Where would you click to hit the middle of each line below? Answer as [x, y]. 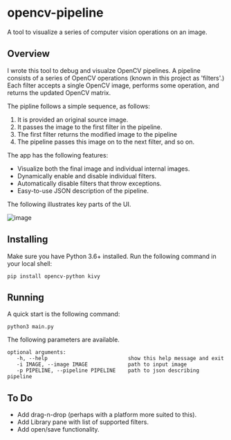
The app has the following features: [58, 155]
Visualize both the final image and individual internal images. [103, 169]
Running [26, 297]
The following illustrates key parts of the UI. [69, 204]
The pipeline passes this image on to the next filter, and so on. [106, 142]
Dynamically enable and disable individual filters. [87, 176]
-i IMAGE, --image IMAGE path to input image [102, 365]
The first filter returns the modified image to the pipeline [97, 134]
